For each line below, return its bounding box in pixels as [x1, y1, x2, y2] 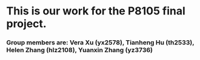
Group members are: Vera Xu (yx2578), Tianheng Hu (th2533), [6, 38, 195, 47]
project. [6, 17, 47, 31]
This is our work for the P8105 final [6, 4, 186, 18]
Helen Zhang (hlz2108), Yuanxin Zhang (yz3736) [6, 46, 153, 55]
